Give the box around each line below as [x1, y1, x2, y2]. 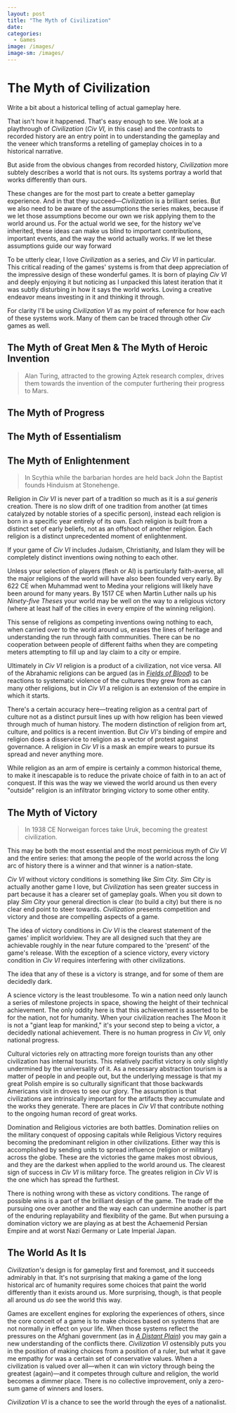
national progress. [7, 1036, 60, 1044]
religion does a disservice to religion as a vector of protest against [7, 735, 199, 743]
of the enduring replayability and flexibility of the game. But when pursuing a [7, 1211, 229, 1220]
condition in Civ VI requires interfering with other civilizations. [7, 956, 186, 965]
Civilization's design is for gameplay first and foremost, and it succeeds [7, 1266, 215, 1274]
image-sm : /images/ [7, 50, 65, 57]
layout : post [7, 10, 46, 18]
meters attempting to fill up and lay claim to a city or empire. [7, 648, 181, 656]
